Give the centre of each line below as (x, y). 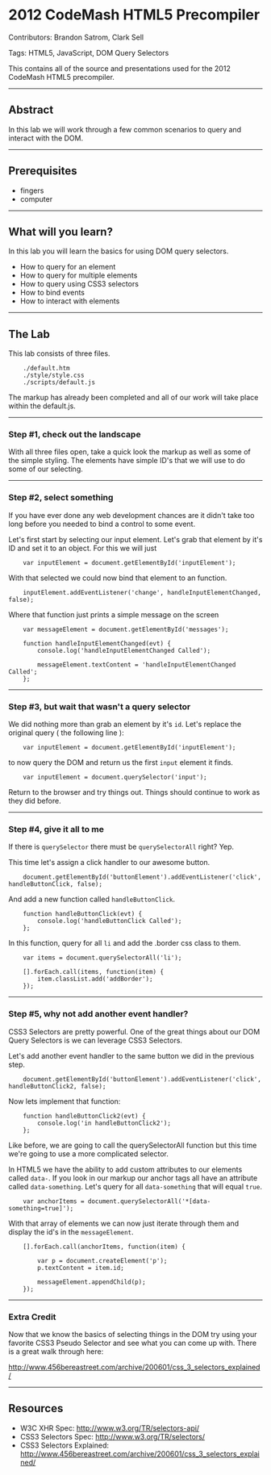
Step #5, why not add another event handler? (98, 1014)
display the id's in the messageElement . (71, 1231)
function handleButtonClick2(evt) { (85, 1116)
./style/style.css (54, 376)
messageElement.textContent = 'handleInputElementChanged (137, 664)
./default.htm (46, 369)
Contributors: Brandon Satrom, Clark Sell (76, 37)
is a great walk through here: (56, 1351)
